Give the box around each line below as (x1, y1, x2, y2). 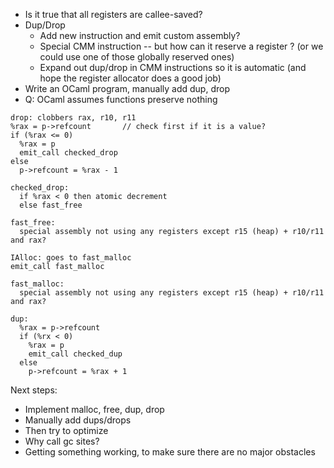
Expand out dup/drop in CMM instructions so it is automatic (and (39, 62, 307, 73)
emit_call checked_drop (19, 148, 118, 158)
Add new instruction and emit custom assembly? (39, 30, 241, 41)
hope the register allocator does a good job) (39, 72, 222, 84)
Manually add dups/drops (24, 414, 132, 426)
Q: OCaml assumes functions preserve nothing (24, 94, 218, 105)
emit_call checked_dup (28, 349, 123, 359)
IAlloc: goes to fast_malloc (10, 253, 132, 263)
